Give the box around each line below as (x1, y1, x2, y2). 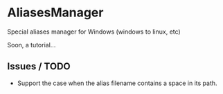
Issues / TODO (7, 60, 71, 73)
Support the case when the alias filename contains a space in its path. (17, 79, 217, 87)
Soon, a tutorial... (7, 40, 56, 49)
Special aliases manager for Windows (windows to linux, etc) (7, 27, 181, 36)
